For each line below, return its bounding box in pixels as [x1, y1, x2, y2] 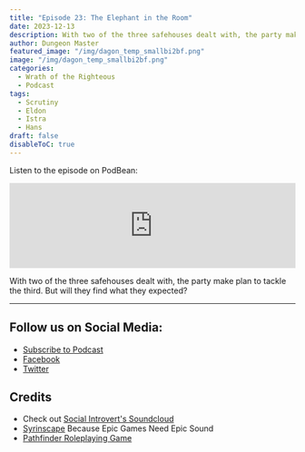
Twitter [22, 363, 50, 374]
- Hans [17, 123, 43, 133]
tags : [9, 89, 30, 98]
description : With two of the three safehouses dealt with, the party [9, 30, 282, 39]
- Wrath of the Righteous [17, 73, 116, 82]
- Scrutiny [17, 97, 59, 107]
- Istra [17, 114, 47, 123]
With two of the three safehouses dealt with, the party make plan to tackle [9, 275, 287, 286]
